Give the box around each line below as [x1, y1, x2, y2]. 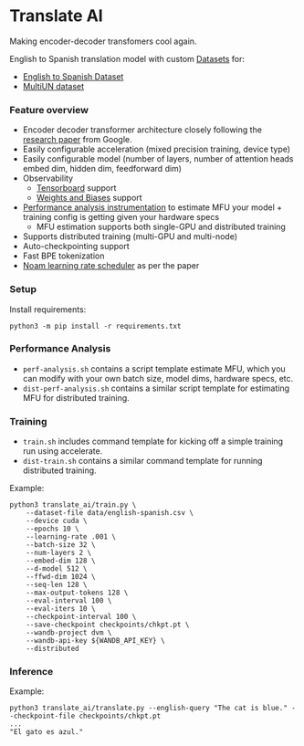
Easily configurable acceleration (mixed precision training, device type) [22, 143, 290, 155]
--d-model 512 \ [26, 564, 89, 573]
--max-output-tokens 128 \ [26, 588, 129, 598]
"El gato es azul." [9, 728, 84, 737]
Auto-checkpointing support [22, 241, 130, 252]
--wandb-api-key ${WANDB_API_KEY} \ [26, 636, 166, 646]
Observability [22, 173, 74, 184]
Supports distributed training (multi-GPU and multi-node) [22, 231, 238, 242]
